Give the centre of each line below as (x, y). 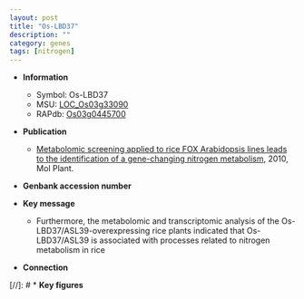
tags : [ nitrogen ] (42, 52)
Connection (45, 267)
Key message (49, 204)
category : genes (40, 43)
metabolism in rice (71, 250)
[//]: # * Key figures (46, 285)
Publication (44, 131)
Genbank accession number (77, 186)
